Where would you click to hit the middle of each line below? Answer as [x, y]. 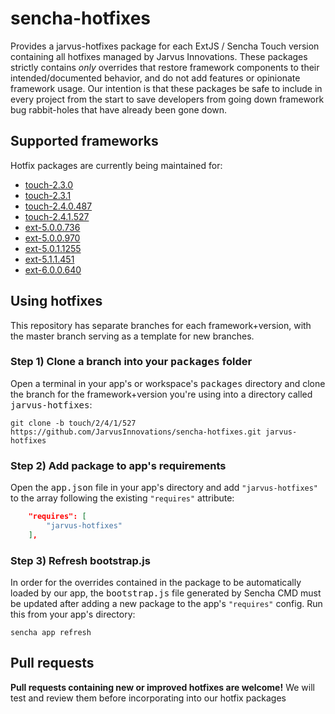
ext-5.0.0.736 [52, 227]
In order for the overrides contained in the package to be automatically [156, 583]
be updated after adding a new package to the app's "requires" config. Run [166, 604]
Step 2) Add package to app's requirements [118, 465]
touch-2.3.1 [48, 195]
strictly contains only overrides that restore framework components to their [165, 67]
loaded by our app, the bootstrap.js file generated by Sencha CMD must [166, 593]
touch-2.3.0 [49, 184]
